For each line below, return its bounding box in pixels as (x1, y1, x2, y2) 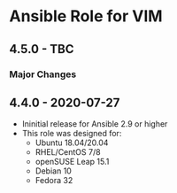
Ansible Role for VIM (9, 6, 163, 27)
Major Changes (9, 68, 77, 81)
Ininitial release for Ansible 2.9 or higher (21, 119, 168, 129)
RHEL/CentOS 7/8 (35, 147, 101, 158)
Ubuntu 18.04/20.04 (35, 137, 109, 148)
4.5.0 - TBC (9, 42, 74, 57)
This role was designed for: (21, 128, 122, 139)
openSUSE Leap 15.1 (35, 157, 110, 167)
